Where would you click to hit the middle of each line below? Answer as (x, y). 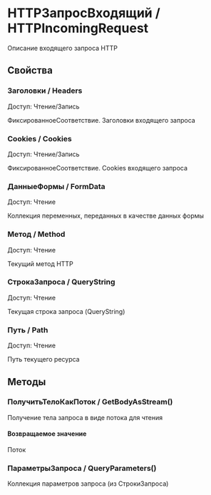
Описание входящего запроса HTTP (63, 48)
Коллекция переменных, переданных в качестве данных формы (106, 216)
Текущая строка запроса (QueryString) (66, 311)
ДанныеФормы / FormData (56, 186)
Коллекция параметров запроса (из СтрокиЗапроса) (88, 484)
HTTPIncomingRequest (78, 28)
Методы (27, 382)
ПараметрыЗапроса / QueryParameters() (82, 468)
